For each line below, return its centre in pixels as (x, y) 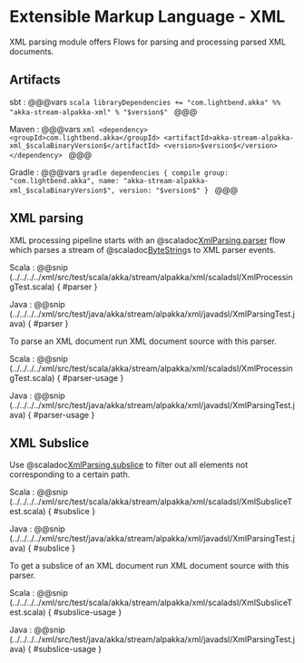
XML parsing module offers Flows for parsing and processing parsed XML (148, 42)
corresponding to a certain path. (70, 474)
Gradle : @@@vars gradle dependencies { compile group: (119, 172)
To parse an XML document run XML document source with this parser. (143, 341)
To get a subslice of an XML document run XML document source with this (149, 566)
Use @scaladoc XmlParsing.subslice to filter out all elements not (129, 465)
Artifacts (35, 80)
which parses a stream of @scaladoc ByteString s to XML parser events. (143, 249)
